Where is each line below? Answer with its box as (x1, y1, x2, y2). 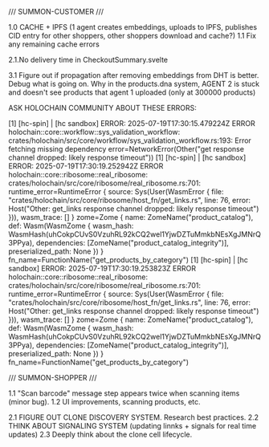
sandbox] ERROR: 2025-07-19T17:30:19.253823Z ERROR (8, 264, 197, 273)
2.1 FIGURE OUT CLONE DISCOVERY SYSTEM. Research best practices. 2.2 (8, 412, 259, 422)
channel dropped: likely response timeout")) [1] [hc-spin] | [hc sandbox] (8, 152, 247, 162)
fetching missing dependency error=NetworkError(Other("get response (8, 144, 245, 153)
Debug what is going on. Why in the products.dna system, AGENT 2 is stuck (8, 79, 260, 88)
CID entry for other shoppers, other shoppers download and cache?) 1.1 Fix (8, 31, 257, 40)
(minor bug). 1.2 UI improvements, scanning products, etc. (8, 397, 201, 406)
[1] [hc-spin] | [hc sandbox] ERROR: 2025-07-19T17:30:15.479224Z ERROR (8, 119, 255, 128)
